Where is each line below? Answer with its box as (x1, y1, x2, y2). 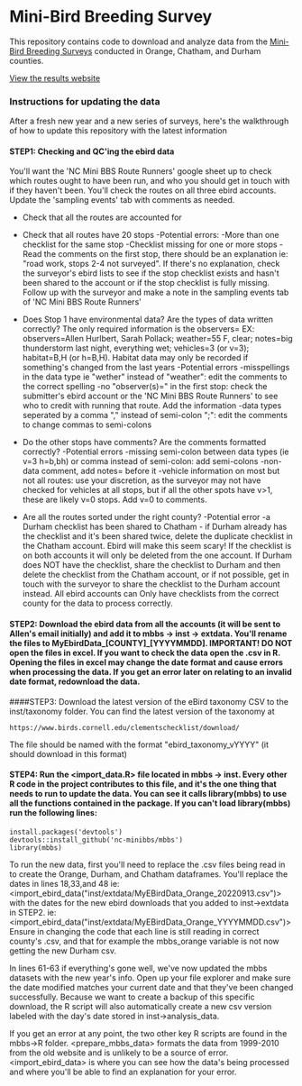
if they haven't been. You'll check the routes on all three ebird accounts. (9, 185, 277, 196)
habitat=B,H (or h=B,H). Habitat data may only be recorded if (22, 352, 249, 363)
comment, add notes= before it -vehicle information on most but (41, 466, 280, 477)
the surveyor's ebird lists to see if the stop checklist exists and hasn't (22, 268, 279, 278)
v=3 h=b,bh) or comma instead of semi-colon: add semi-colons (22, 456, 259, 467)
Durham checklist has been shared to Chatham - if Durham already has (22, 521, 288, 533)
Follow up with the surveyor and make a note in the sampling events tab (22, 287, 289, 298)
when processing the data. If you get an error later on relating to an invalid (9, 667, 292, 678)
